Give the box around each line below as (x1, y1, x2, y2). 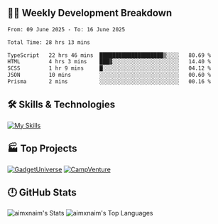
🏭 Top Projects (7, 143, 77, 155)
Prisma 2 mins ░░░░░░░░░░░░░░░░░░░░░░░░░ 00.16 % (7, 78, 212, 85)
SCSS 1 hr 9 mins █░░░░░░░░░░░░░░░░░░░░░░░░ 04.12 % (7, 65, 212, 72)
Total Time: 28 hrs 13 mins (7, 38, 91, 46)
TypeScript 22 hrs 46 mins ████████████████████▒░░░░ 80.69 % (7, 51, 212, 59)
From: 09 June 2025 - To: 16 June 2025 (7, 26, 126, 33)
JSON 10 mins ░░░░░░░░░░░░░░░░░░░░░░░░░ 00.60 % (7, 72, 212, 79)
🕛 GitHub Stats (7, 186, 77, 198)
